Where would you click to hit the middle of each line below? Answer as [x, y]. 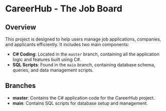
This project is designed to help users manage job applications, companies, [83, 39]
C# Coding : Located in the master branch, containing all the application [86, 54]
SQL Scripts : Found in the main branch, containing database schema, [84, 65]
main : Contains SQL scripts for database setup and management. [80, 103]
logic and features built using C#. [47, 59]
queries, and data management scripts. [53, 70]
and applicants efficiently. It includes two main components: [67, 44]
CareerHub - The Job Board [64, 9]
